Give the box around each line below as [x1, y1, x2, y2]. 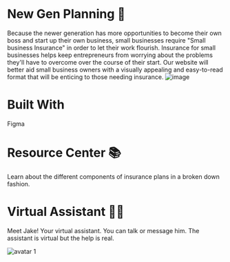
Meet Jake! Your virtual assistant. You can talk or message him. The [7, 226, 200, 234]
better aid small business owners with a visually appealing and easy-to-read [7, 65, 224, 74]
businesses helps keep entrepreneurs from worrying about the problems [7, 51, 213, 59]
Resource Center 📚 [7, 145, 122, 161]
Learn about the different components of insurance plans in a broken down [7, 172, 220, 181]
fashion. [7, 179, 30, 188]
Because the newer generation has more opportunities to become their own [7, 29, 222, 37]
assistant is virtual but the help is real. [7, 234, 115, 242]
